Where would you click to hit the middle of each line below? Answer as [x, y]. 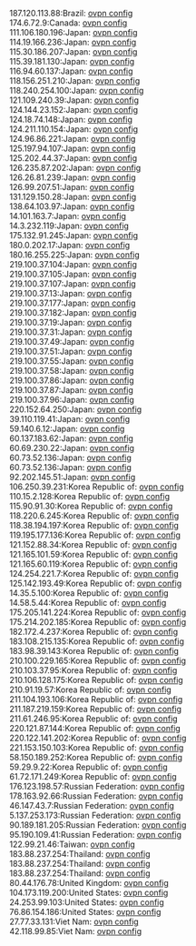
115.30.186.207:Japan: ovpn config [73, 52]
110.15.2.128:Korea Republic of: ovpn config [90, 496]
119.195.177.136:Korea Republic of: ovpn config [95, 535]
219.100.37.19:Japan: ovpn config [71, 322]
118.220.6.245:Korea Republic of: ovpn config [94, 516]
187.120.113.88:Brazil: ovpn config [71, 13]
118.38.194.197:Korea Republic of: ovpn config [94, 525]
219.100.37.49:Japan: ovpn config [72, 342]
